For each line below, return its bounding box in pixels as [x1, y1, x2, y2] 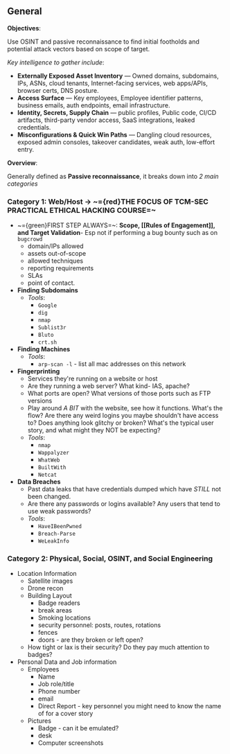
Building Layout [27, 592, 72, 600]
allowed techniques [27, 256, 84, 265]
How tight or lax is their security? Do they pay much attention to [27, 643, 210, 651]
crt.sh [37, 339, 57, 346]
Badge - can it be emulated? [37, 724, 119, 733]
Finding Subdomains [17, 286, 78, 295]
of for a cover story [37, 710, 94, 718]
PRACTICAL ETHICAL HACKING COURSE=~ [7, 205, 157, 215]
